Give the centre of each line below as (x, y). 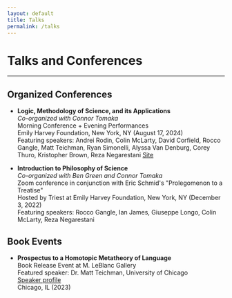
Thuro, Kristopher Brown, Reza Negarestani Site (85, 155)
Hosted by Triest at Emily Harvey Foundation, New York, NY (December (119, 198)
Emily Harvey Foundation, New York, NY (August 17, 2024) (100, 133)
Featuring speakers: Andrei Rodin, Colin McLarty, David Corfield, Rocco (119, 140)
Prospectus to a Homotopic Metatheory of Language (94, 258)
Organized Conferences (60, 94)
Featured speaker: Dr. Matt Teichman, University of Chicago (103, 272)
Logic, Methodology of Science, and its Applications (94, 111)
